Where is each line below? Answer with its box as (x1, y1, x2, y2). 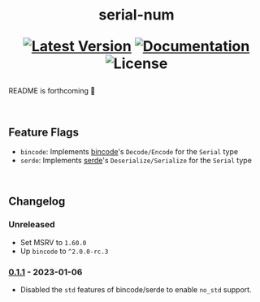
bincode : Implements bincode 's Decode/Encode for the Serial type (19, 147, 238, 156)
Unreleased (8, 219, 55, 231)
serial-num (98, 6, 175, 24)
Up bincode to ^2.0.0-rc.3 (19, 246, 109, 256)
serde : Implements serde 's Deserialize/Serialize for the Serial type (19, 156, 252, 165)
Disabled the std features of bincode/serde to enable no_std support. (19, 284, 252, 294)
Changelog (8, 195, 66, 209)
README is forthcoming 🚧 (8, 86, 96, 96)
